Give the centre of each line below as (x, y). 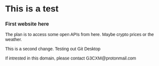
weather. (14, 39)
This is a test (32, 9)
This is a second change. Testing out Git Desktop (53, 49)
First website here (27, 24)
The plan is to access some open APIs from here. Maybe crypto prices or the (79, 34)
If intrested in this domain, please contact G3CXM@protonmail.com (71, 58)
